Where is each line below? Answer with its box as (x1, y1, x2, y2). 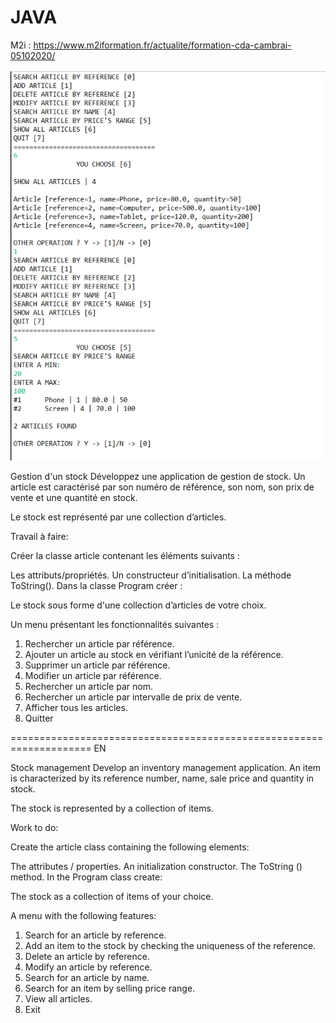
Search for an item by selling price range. (24, 982, 196, 995)
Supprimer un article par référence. (24, 659, 171, 671)
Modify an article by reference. (24, 961, 153, 973)
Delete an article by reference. (24, 951, 150, 963)
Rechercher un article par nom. (24, 681, 153, 693)
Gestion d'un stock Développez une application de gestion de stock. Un (10, 471, 306, 483)
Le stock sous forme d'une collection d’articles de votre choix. (10, 599, 267, 611)
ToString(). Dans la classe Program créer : (10, 580, 183, 592)
